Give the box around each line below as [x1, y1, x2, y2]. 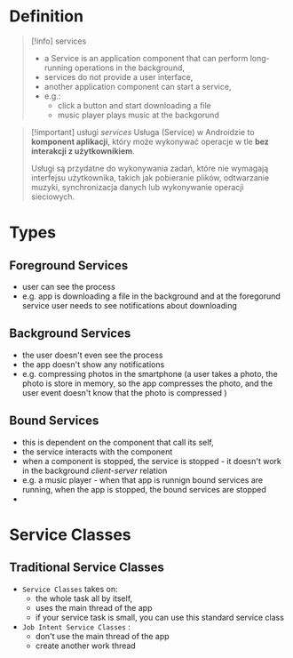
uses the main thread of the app [35, 602, 153, 613]
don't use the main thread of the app [35, 630, 170, 641]
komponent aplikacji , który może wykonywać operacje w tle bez [30, 136, 269, 147]
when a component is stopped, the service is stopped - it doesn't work [21, 455, 282, 466]
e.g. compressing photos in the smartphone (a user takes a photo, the [21, 368, 278, 379]
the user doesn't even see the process [21, 349, 163, 360]
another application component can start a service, [44, 81, 232, 92]
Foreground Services [9, 258, 129, 273]
